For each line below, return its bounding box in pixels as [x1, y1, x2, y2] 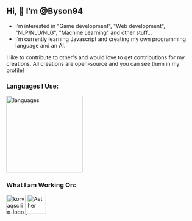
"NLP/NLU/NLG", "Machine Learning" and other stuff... [15, 29, 152, 36]
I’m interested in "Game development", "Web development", [15, 22, 166, 29]
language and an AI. [15, 42, 66, 49]
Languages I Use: [6, 82, 59, 90]
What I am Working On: [6, 181, 76, 189]
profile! [6, 67, 24, 74]
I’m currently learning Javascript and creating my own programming [15, 35, 187, 43]
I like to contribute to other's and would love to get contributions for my [6, 53, 185, 61]
